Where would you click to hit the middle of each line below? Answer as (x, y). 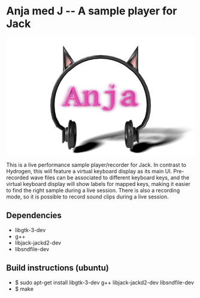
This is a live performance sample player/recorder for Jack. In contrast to (96, 165)
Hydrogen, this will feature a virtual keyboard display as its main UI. (89, 171)
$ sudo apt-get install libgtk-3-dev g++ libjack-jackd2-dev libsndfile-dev (104, 282)
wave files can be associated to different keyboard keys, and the (110, 177)
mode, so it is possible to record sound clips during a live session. (87, 197)
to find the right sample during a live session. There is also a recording (93, 190)
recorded (17, 177)
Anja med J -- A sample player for (92, 11)
